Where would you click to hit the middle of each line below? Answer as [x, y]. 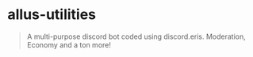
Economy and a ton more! [69, 44]
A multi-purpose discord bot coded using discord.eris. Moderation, [136, 36]
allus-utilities [52, 15]
